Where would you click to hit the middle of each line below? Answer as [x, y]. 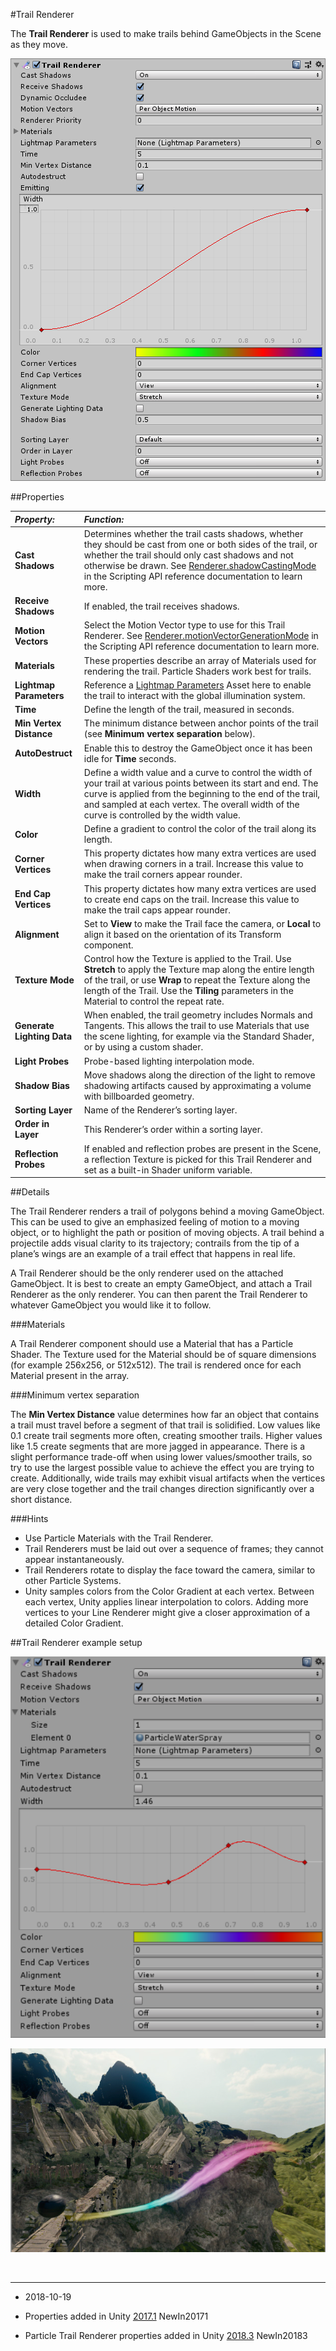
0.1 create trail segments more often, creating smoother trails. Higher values [166, 1435]
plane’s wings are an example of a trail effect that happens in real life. [153, 1253]
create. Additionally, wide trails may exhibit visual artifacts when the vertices [168, 1478]
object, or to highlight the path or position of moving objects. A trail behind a [167, 1232]
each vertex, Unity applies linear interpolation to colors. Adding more [166, 1602]
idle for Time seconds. [130, 758]
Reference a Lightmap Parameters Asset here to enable [197, 685]
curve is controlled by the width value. [162, 815]
